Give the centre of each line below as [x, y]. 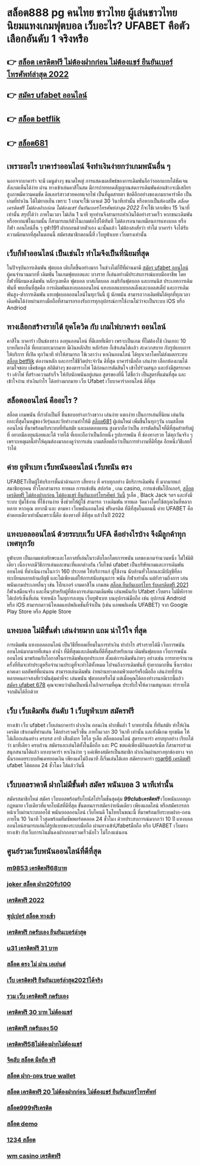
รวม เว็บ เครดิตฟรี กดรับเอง [38, 996]
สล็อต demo [22, 1124]
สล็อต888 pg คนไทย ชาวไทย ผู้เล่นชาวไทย [92, 13]
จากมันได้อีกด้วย [23, 691]
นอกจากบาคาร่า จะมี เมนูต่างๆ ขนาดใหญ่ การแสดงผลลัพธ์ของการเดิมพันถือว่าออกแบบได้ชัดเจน [98, 180]
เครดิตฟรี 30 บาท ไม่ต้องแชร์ [40, 1012]
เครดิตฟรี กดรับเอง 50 [32, 1028]
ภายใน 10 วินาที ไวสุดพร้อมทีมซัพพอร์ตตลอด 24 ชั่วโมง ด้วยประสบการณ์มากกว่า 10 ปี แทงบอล [100, 819]
